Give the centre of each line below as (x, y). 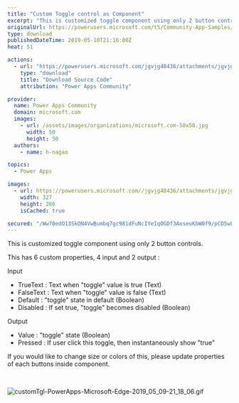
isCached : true (43, 210)
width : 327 (36, 197)
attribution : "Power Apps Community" (76, 86)
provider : (22, 99)
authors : (27, 145)
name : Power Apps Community (55, 106)
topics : (19, 165)
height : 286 (38, 204)
